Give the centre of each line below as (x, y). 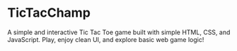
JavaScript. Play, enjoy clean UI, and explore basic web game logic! (106, 39)
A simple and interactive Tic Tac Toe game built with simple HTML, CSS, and (119, 32)
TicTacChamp (49, 13)
